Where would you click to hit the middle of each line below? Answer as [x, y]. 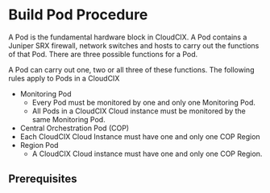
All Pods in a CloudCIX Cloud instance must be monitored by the [139, 111]
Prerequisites [43, 179]
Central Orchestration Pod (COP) [75, 128]
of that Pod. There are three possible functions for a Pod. [103, 54]
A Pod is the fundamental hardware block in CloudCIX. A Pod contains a [128, 37]
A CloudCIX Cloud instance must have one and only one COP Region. [147, 154]
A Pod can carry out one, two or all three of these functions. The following [131, 69]
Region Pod [39, 145]
